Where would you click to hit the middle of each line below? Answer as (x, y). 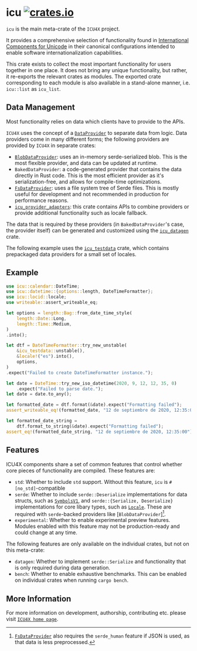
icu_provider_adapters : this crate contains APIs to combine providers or (102, 206)
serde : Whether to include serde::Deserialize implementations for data (101, 494)
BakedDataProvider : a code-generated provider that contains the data (98, 169)
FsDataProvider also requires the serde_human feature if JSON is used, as (102, 636)
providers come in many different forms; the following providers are (88, 139)
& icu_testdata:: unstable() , (51, 351)
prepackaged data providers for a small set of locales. (71, 254)
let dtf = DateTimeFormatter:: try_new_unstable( (67, 345)
